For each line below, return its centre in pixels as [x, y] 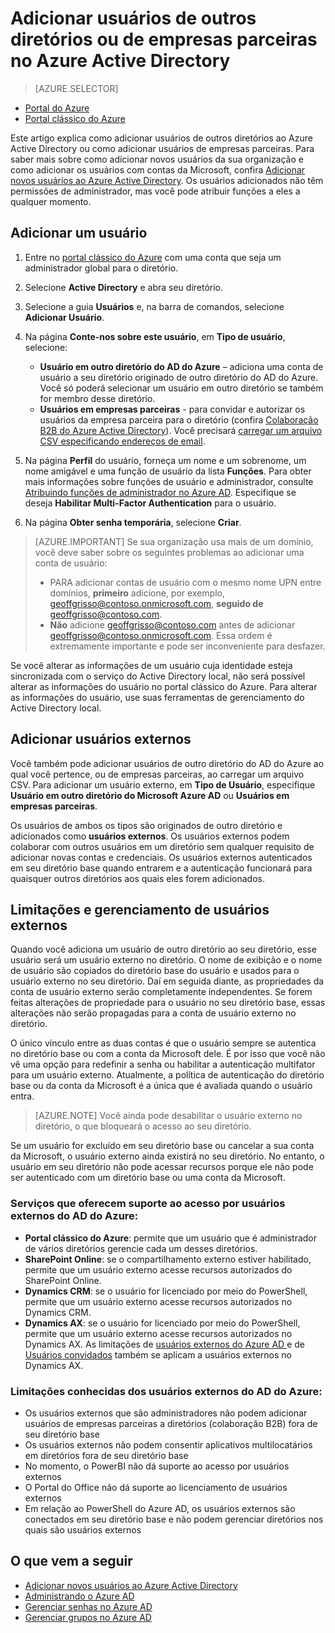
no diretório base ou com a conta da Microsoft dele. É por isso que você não [168, 1054]
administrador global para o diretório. [101, 268]
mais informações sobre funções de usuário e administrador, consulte [169, 481]
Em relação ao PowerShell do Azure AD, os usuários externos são [160, 1508]
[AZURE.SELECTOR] [76, 88]
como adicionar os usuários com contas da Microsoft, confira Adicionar [158, 169]
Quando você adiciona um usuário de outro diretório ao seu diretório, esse [163, 949]
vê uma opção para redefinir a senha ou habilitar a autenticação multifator [163, 1064]
